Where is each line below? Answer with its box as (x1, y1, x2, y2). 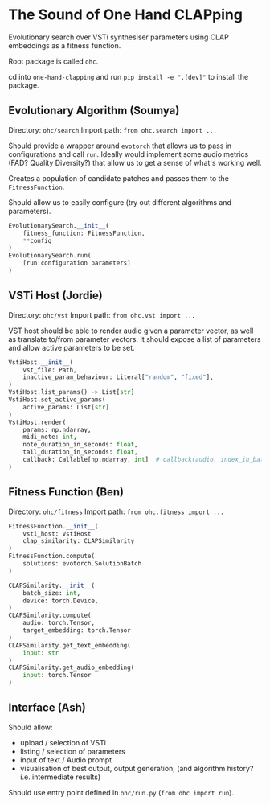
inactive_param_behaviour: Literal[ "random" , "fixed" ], (22, 373, 215, 381)
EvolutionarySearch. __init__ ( (8, 221, 110, 230)
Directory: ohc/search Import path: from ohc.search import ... (8, 125, 217, 134)
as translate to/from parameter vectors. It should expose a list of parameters (8, 334, 261, 343)
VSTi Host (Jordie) (8, 289, 103, 302)
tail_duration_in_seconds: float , (22, 448, 138, 456)
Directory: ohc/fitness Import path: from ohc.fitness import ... (8, 507, 225, 516)
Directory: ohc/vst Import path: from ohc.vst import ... (8, 310, 195, 319)
